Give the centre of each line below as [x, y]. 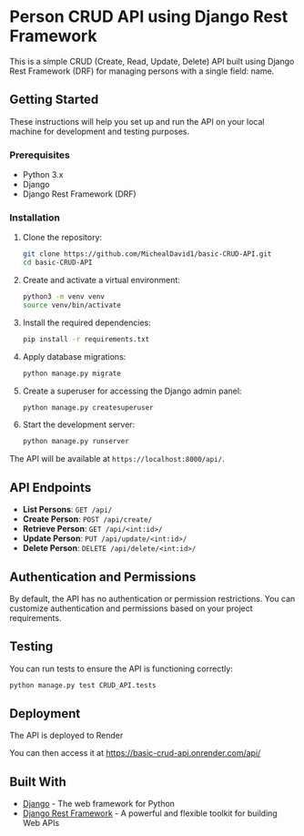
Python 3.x [43, 175]
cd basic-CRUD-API [57, 263]
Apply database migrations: [74, 356]
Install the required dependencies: [87, 322]
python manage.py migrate [71, 373]
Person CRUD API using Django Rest [149, 17]
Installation [35, 218]
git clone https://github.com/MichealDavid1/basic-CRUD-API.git [147, 254]
